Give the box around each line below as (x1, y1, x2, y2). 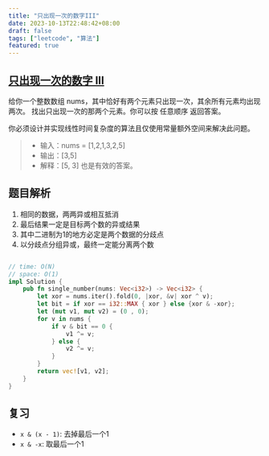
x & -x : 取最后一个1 (19, 439, 84, 449)
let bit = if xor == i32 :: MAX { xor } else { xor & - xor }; (37, 300, 235, 308)
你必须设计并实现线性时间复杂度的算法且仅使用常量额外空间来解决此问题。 (8, 123, 255, 133)
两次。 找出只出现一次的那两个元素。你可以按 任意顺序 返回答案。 (8, 106, 226, 116)
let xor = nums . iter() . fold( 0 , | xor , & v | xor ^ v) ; (37, 293, 214, 301)
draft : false (8, 27, 52, 35)
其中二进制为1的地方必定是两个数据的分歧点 (19, 229, 165, 239)
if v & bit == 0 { (51, 322, 113, 331)
